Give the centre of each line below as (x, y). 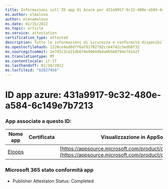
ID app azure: (33, 95)
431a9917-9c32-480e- (112, 95)
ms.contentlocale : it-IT (31, 61)
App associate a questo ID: (38, 121)
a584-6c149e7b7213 (49, 106)
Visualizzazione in (123, 137)
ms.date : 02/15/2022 (27, 24)
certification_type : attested (37, 38)
